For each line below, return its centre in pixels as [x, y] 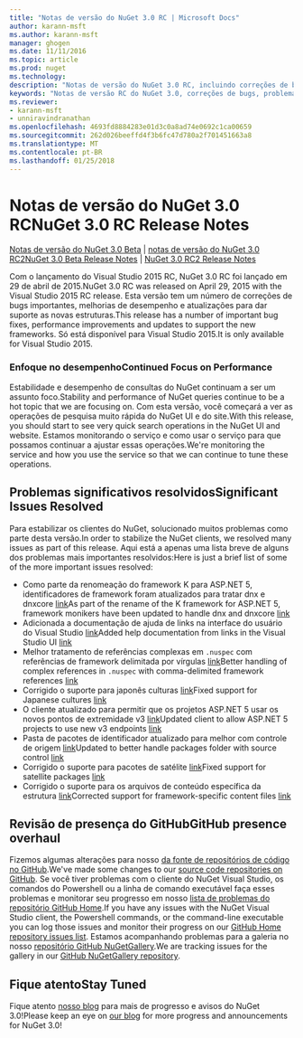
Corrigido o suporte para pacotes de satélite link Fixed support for [144, 767]
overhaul [35, 838]
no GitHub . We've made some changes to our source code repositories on [146, 870]
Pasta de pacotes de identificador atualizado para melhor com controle [154, 738]
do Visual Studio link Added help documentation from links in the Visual [154, 632]
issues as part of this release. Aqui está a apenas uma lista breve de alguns [149, 547]
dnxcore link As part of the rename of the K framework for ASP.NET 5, [151, 603]
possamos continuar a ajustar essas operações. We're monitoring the [137, 445]
